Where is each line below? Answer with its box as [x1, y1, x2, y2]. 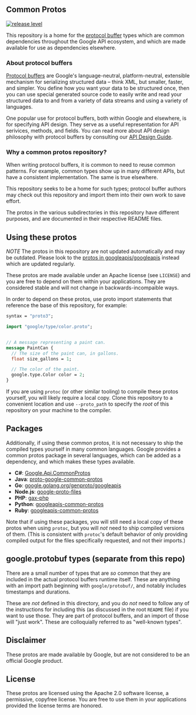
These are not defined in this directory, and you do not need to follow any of [6, 599, 190, 606]
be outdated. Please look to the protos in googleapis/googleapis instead [6, 254, 180, 261]
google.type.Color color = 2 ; [11, 372, 85, 378]
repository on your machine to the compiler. [6, 407, 112, 414]
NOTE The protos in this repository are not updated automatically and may [6, 248, 185, 255]
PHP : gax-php [14, 494, 49, 501]
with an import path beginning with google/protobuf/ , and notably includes [6, 582, 187, 589]
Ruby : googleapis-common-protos [14, 507, 99, 514]
